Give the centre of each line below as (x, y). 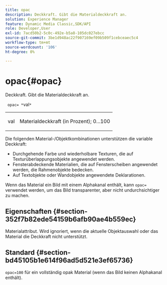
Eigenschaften (28, 211)
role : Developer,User (28, 29)
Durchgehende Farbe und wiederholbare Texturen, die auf (73, 154)
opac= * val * (19, 105)
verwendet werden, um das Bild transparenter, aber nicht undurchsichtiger (82, 190)
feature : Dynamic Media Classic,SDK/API (48, 24)
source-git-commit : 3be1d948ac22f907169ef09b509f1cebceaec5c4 (72, 38)
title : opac (18, 10)
